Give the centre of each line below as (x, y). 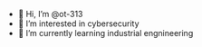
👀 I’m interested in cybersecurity (78, 23)
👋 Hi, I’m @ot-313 (50, 14)
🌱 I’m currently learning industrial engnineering (106, 33)
